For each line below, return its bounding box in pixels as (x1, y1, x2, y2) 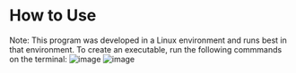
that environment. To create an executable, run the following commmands (9, 44, 283, 54)
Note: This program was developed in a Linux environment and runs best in (9, 35, 287, 45)
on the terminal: (9, 53, 67, 64)
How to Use (9, 5, 97, 26)
